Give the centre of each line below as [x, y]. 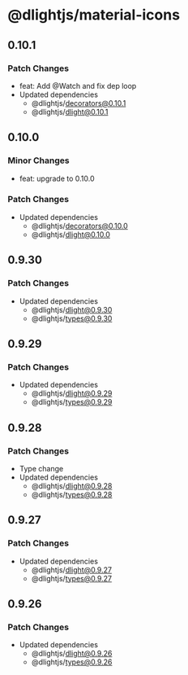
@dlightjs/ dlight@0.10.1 [70, 112]
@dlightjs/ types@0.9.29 [72, 402]
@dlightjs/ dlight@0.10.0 [71, 234]
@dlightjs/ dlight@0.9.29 [72, 393]
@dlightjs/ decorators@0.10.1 [79, 103]
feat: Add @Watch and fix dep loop [78, 85]
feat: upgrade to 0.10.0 [57, 178]
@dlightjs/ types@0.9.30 [72, 318]
